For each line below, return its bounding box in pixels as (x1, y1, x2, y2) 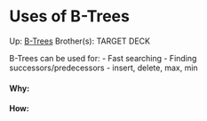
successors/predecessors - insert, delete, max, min (9, 62, 198, 73)
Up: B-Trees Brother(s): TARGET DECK (9, 36, 151, 46)
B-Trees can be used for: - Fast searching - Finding (9, 52, 197, 63)
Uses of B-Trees (9, 6, 131, 27)
